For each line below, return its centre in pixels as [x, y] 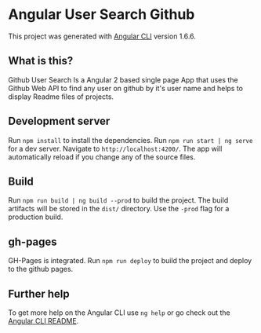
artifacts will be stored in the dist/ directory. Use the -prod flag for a [119, 209]
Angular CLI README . [43, 321]
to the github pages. [41, 269]
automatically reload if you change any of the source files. [102, 157]
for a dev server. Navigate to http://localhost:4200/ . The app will [115, 148]
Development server [59, 121]
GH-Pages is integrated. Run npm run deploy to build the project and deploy [130, 261]
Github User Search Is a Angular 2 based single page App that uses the [123, 79]
